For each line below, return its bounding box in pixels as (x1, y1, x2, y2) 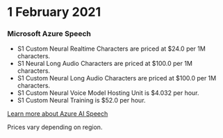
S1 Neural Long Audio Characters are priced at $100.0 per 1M (17, 60, 193, 68)
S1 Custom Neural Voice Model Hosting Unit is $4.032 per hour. (17, 89, 199, 97)
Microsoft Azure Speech (7, 29, 92, 39)
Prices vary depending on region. (7, 123, 103, 132)
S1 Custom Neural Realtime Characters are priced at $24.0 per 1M (17, 44, 206, 53)
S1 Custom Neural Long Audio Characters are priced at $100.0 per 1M (17, 74, 217, 83)
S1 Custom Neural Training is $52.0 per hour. (17, 96, 146, 105)
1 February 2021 (7, 4, 101, 20)
